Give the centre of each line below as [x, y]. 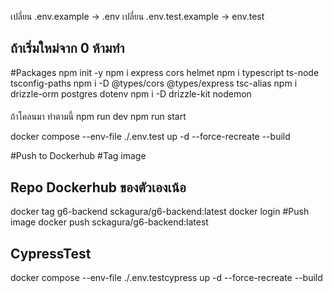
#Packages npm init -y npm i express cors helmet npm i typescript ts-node [165, 72]
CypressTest [51, 253]
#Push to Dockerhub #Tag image [78, 156]
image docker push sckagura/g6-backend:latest [109, 222]
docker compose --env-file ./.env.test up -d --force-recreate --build [150, 137]
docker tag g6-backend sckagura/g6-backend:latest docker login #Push [160, 212]
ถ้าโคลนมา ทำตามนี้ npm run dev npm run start [98, 117]
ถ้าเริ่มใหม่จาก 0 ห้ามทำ [67, 48]
